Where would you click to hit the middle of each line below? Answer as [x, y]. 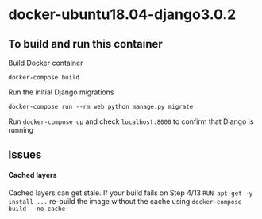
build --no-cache [37, 209]
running [21, 130]
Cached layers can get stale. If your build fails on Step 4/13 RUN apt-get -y [131, 193]
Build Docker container [46, 63]
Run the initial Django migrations [61, 92]
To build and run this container [85, 44]
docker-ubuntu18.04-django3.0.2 [122, 15]
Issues [25, 155]
